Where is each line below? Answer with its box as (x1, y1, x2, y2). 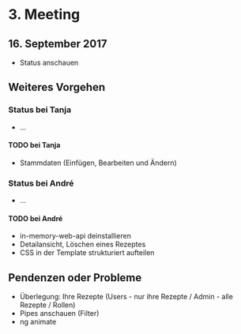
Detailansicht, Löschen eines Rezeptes (19, 239, 146, 250)
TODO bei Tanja (8, 141, 61, 150)
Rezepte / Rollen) (19, 300, 76, 310)
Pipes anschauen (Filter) (19, 309, 100, 318)
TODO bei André (8, 213, 63, 223)
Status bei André (8, 178, 74, 189)
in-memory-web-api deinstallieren (19, 231, 132, 241)
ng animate (19, 317, 57, 327)
